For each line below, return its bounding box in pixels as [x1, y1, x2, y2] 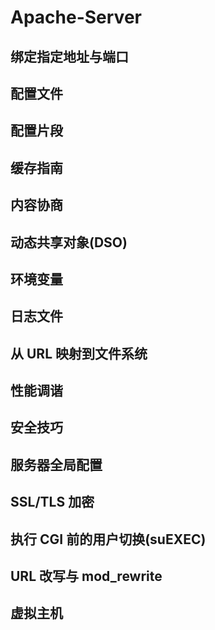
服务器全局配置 [10, 456, 103, 473]
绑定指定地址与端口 [10, 48, 129, 65]
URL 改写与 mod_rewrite [10, 568, 163, 585]
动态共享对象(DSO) [10, 234, 128, 251]
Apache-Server [10, 6, 142, 29]
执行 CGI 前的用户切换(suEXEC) [10, 531, 207, 548]
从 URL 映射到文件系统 [10, 345, 148, 362]
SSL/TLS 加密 [10, 494, 95, 511]
